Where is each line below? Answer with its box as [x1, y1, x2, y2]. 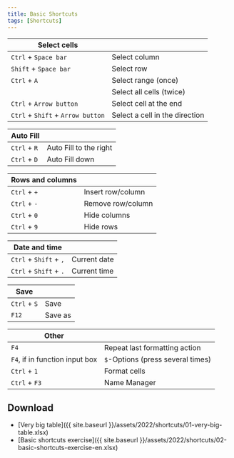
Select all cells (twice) [111, 86, 185, 96]
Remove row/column [83, 198, 153, 208]
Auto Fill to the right [46, 142, 113, 152]
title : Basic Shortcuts [7, 10, 78, 18]
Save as [44, 310, 71, 320]
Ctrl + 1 [11, 366, 38, 376]
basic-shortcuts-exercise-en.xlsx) [17, 444, 118, 452]
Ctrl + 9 [11, 221, 38, 232]
